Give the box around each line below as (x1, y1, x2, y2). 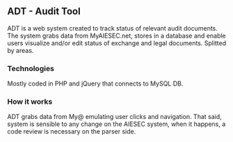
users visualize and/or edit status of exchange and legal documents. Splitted (7, 38, 227, 47)
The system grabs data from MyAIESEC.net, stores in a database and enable (7, 31, 226, 40)
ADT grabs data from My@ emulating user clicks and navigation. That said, (7, 113, 223, 121)
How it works (7, 97, 53, 106)
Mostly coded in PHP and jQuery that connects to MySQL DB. (7, 79, 184, 88)
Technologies (7, 63, 54, 73)
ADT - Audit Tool (7, 6, 81, 17)
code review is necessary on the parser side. (7, 127, 136, 136)
